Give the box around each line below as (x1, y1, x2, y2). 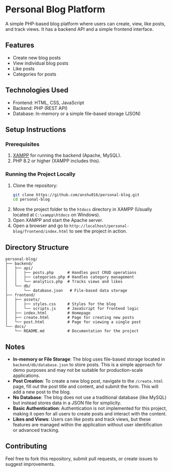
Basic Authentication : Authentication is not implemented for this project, (12, 405, 167, 411)
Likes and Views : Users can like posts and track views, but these (12, 416, 151, 422)
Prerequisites (5, 140, 40, 147)
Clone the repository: (12, 182, 58, 188)
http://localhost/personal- (69, 223, 129, 229)
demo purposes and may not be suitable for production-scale (12, 367, 143, 373)
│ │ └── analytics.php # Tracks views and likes (5, 279, 123, 285)
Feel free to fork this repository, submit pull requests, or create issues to (5, 456, 158, 462)
